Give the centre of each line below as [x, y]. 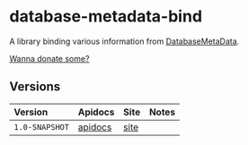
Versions [35, 87]
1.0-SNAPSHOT [42, 127]
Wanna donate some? [49, 58]
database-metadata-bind [106, 17]
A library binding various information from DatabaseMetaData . [124, 41]
